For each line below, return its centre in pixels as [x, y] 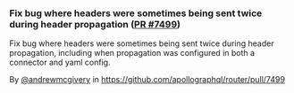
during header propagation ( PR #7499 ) [95, 24]
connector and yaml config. [60, 62]
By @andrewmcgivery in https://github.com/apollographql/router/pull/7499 [147, 80]
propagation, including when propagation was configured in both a [132, 53]
